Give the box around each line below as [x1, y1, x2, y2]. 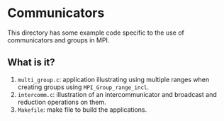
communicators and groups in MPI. [7, 35, 110, 44]
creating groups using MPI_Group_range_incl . [17, 83, 150, 91]
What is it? [7, 57, 55, 69]
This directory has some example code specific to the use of [7, 28, 184, 37]
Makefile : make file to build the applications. [17, 105, 147, 114]
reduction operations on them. [17, 98, 106, 106]
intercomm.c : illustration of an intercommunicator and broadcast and [17, 90, 218, 98]
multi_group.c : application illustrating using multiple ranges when [17, 75, 210, 83]
